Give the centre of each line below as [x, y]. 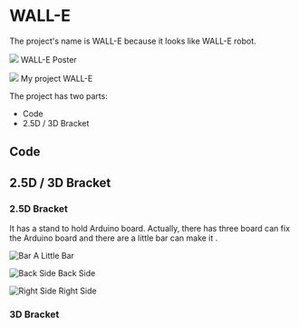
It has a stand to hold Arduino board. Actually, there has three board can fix [150, 229]
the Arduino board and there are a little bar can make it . [114, 238]
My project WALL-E [57, 78]
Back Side [77, 273]
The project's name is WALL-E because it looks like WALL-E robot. [133, 41]
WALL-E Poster [48, 59]
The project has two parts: [59, 95]
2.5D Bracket [39, 208]
